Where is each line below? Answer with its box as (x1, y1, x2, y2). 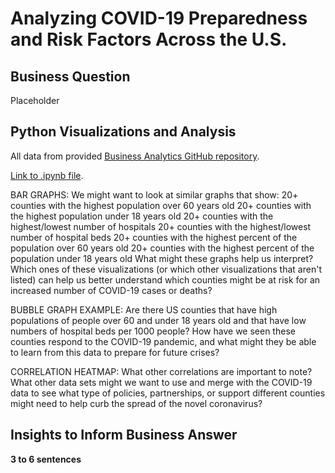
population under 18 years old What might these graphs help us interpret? (10, 252, 314, 264)
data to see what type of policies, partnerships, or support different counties (10, 387, 326, 399)
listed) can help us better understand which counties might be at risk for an (10, 273, 321, 286)
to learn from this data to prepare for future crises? (10, 346, 220, 358)
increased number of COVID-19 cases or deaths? (10, 284, 213, 296)
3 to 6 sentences (10, 453, 82, 465)
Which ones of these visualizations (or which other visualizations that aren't (10, 263, 322, 275)
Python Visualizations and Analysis (10, 123, 237, 141)
